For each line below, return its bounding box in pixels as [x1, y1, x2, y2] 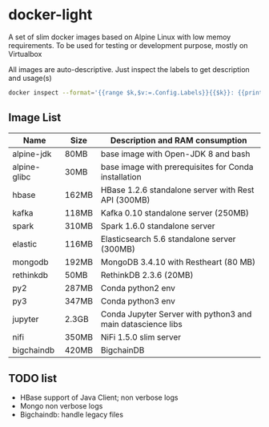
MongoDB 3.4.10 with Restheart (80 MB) [100, 256, 256, 268]
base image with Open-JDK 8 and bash [100, 148, 251, 159]
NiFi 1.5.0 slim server [100, 331, 182, 342]
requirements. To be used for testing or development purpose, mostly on [8, 40, 248, 50]
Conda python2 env [100, 282, 176, 293]
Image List [8, 111, 62, 125]
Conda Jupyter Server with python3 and [100, 308, 252, 320]
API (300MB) [100, 194, 151, 205]
